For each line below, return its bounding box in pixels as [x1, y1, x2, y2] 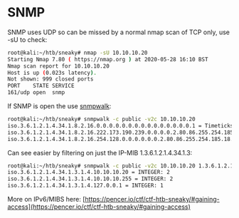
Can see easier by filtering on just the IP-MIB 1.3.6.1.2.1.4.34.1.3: [7, 148, 193, 157]
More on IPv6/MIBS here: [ [7, 195, 85, 204]
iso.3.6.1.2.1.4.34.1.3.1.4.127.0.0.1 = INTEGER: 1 [7, 182, 164, 190]
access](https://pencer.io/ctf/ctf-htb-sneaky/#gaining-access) [7, 202, 191, 211]
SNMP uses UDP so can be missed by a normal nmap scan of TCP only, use [7, 28, 230, 36]
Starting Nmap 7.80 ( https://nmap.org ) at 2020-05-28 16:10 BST [7, 56, 208, 63]
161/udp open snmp [7, 89, 65, 96]
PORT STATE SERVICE [7, 83, 75, 90]
